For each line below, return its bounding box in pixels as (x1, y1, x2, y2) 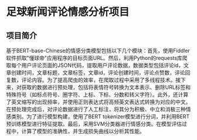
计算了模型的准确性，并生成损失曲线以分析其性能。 (21, 128, 145, 135)
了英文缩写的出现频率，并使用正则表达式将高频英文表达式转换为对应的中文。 (6, 98, 191, 105)
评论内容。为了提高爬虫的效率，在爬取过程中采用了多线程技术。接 (21, 77, 181, 83)
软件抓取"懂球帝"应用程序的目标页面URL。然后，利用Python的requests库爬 (6, 54, 188, 62)
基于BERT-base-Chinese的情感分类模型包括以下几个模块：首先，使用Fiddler (6, 47, 191, 54)
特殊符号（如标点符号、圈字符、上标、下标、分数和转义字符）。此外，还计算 (6, 91, 189, 98)
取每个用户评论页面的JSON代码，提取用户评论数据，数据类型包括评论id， (6, 62, 184, 69)
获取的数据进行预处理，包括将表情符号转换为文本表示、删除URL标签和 (21, 84, 191, 91)
